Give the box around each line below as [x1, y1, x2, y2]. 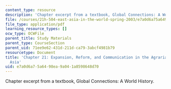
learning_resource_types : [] [5, 26, 67, 32]
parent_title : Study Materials [5, 36, 72, 41]
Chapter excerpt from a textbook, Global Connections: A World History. [5, 78, 154, 84]
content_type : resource [5, 7, 56, 13]
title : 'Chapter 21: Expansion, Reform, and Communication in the [5, 54, 149, 60]
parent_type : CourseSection [5, 41, 65, 46]
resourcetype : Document [5, 50, 56, 55]
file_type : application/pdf [5, 21, 65, 27]
